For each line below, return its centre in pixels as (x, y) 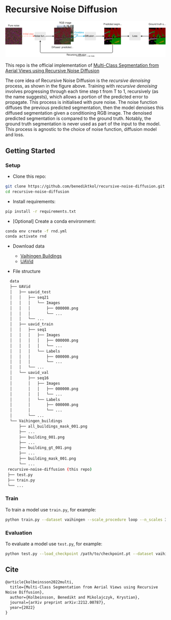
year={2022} (23, 607)
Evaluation (19, 532)
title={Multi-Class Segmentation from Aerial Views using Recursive (84, 587)
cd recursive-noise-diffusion (37, 192)
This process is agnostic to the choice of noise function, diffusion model (81, 129)
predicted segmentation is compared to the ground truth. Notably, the (78, 119)
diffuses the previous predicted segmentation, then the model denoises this (84, 107)
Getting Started (30, 151)
